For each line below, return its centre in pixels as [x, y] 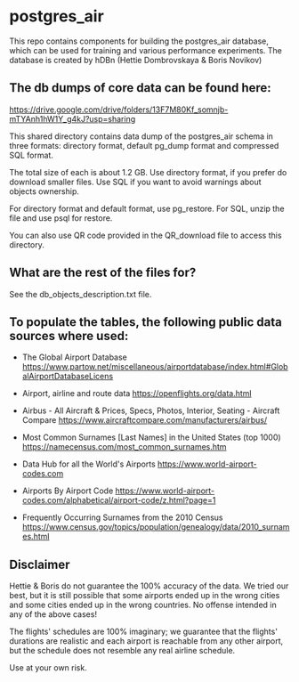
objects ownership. [44, 191]
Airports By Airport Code [68, 491]
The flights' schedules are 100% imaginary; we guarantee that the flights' [144, 632]
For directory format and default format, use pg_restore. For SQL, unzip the [147, 208]
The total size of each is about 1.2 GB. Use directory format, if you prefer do [148, 172]
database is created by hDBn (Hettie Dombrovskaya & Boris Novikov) [136, 60]
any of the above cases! [53, 614]
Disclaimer [40, 564]
